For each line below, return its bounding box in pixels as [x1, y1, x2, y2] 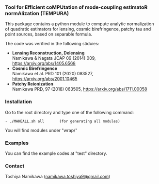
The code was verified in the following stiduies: [5, 41, 99, 47]
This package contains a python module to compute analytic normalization [5, 21, 154, 27]
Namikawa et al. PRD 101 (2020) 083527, [12, 71, 94, 77]
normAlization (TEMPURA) [5, 10, 69, 17]
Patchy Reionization [12, 81, 53, 87]
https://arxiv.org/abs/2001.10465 [12, 76, 78, 82]
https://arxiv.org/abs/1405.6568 [12, 60, 76, 67]
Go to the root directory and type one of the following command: [5, 109, 134, 115]
